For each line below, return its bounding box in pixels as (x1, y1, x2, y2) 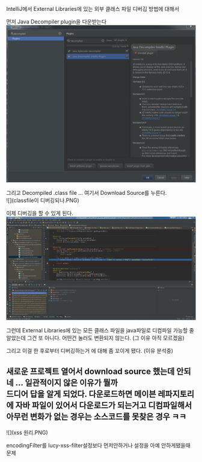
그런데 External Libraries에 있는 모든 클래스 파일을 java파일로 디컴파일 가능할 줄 (6, 326, 194, 334)
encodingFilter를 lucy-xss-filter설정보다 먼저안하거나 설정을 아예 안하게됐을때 (6, 441, 191, 449)
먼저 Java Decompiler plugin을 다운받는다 (6, 18, 107, 25)
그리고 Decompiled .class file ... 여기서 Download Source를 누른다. (6, 189, 167, 196)
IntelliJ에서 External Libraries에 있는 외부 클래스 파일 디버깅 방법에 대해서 (6, 5, 180, 12)
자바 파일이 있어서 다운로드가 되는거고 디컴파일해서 (15, 400, 192, 411)
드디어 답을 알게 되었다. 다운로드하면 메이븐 (6, 389, 156, 399)
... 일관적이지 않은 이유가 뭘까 (15, 378, 118, 388)
